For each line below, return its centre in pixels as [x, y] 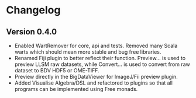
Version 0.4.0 [32, 32]
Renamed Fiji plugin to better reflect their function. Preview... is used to [100, 58]
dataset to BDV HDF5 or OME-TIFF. [57, 70]
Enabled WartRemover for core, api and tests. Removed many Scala [96, 45]
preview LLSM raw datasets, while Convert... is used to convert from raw [102, 64]
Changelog [33, 10]
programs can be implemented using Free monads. [76, 89]
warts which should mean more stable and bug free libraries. [88, 52]
